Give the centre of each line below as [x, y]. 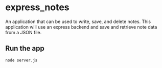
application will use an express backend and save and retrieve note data [81, 27]
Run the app [25, 48]
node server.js [21, 60]
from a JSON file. [24, 32]
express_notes [37, 7]
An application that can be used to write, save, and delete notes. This [78, 21]
